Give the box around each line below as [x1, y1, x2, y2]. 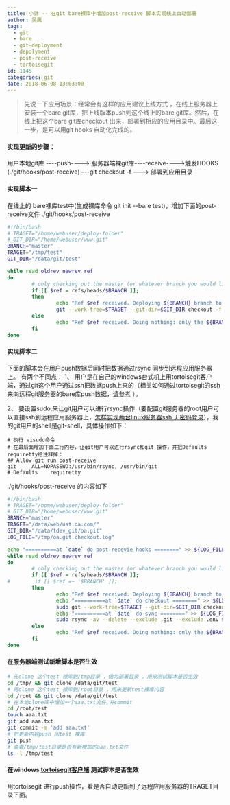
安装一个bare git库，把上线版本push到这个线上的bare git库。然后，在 [23, 108, 219, 117]
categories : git [7, 73, 53, 81]
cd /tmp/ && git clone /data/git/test [7, 679, 118, 686]
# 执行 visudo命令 [7, 436, 55, 443]
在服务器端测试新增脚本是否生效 [7, 657, 97, 666]
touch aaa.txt [7, 712, 48, 719]
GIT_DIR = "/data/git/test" [7, 255, 81, 263]
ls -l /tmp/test [7, 749, 53, 757]
